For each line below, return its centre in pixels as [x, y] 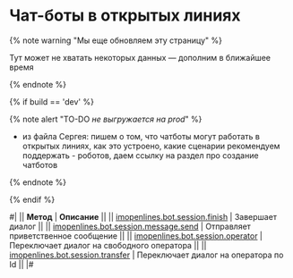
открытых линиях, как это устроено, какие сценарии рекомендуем [151, 146]
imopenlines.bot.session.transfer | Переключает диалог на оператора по [146, 255]
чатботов [40, 164]
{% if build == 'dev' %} [52, 101]
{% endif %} [32, 199]
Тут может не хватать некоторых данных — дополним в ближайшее [140, 57]
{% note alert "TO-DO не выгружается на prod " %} [106, 119]
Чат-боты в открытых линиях [125, 16]
